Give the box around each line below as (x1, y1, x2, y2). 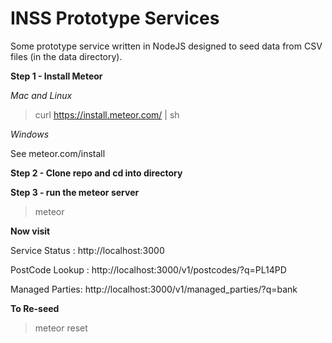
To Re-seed (10, 302, 60, 314)
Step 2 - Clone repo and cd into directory (10, 167, 183, 179)
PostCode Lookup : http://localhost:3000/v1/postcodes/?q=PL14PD (10, 263, 287, 276)
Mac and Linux (10, 89, 73, 101)
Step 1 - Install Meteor (10, 70, 103, 82)
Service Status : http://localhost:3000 (10, 244, 165, 256)
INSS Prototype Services (10, 7, 220, 30)
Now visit (10, 225, 51, 237)
